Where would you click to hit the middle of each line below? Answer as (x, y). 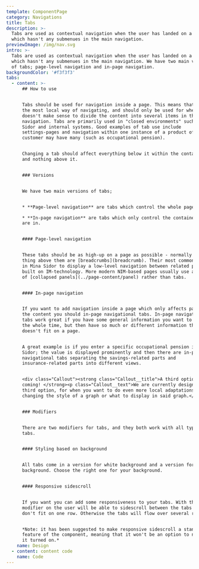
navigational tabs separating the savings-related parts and (99, 358)
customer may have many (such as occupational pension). (94, 138)
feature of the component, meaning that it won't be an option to (105, 535)
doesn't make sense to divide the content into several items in (104, 116)
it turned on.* (41, 541)
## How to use (39, 89)
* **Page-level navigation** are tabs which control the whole (102, 207)
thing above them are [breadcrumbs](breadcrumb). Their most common (108, 260)
